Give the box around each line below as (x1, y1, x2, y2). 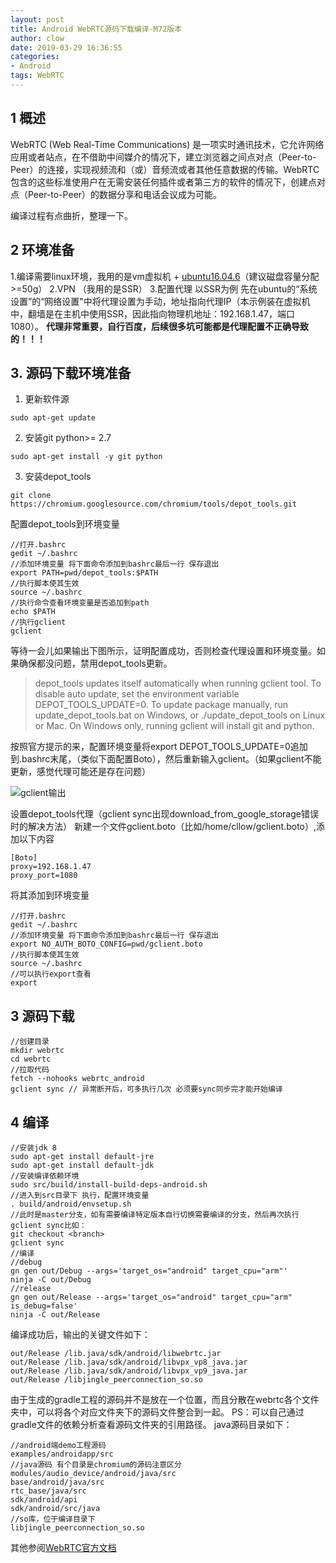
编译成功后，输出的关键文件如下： (10, 1328, 151, 1340)
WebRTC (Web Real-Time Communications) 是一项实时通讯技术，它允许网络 (10, 138, 325, 150)
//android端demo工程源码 (10, 1440, 107, 1450)
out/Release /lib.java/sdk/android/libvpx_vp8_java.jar (10, 1357, 248, 1367)
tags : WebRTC (10, 71, 65, 81)
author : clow (10, 33, 65, 43)
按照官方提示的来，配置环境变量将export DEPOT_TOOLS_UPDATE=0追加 (10, 741, 308, 753)
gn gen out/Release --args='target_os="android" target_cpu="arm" (10, 1292, 293, 1302)
